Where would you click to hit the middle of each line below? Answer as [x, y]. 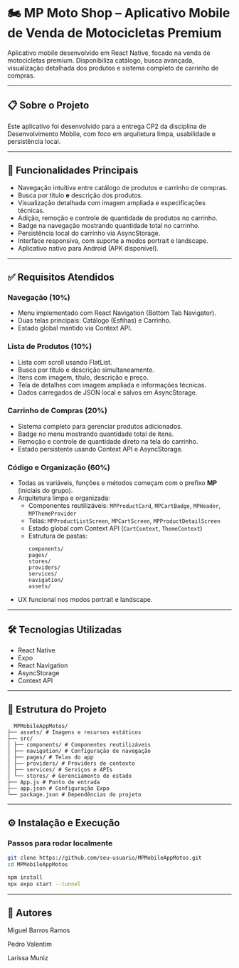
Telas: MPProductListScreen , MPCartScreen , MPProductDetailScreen [124, 521]
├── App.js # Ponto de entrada [54, 782]
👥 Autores [30, 913]
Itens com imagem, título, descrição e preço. [83, 377]
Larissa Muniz [28, 957]
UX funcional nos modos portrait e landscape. [85, 600]
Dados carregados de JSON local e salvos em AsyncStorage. [107, 392]
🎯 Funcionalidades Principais [73, 171]
